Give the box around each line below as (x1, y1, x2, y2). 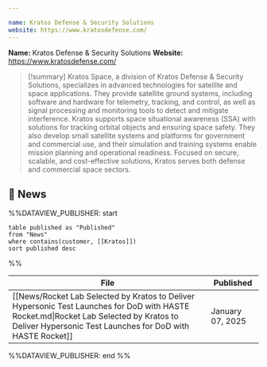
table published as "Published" (8, 224, 115, 232)
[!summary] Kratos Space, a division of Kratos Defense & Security (27, 71, 244, 81)
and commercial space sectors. (27, 164, 131, 174)
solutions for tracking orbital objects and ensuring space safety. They (27, 122, 256, 132)
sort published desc (8, 245, 77, 253)
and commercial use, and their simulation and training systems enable (27, 139, 257, 149)
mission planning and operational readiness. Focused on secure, (27, 148, 239, 157)
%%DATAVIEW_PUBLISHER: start (8, 208, 118, 218)
